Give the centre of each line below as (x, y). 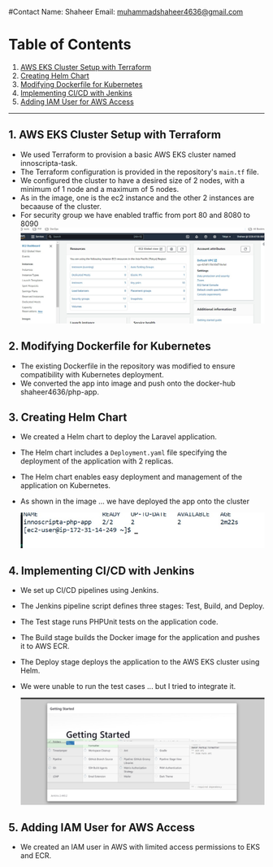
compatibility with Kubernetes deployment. (92, 374)
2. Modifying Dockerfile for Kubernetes (110, 346)
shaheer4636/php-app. (60, 392)
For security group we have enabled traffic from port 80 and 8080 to (135, 215)
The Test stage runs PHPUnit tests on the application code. (119, 622)
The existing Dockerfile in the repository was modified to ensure (128, 366)
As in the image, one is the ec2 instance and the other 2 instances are (137, 198)
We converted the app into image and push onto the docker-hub (128, 383)
